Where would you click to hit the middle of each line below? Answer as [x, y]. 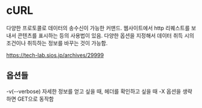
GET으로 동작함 [36, 99]
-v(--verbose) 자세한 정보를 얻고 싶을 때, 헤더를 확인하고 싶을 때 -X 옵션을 [94, 91]
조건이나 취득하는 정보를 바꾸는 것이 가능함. [57, 43]
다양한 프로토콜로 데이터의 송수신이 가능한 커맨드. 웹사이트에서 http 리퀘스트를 [98, 28]
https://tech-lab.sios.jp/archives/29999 [55, 55]
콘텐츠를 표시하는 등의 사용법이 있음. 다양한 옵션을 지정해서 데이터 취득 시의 [106, 35]
